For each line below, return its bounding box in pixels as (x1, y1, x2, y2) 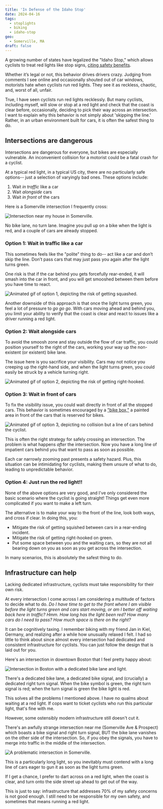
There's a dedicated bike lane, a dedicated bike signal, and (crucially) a (5, 675, 148, 681)
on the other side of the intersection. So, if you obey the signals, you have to (5, 735, 158, 741)
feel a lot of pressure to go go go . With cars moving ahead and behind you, (5, 305, 156, 311)
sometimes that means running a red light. (5, 799, 90, 805)
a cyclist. (5, 160, 23, 166)
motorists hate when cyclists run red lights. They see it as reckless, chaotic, (5, 81, 157, 88)
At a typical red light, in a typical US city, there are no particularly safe (5, 169, 145, 175)
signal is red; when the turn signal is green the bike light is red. (5, 686, 130, 692)
